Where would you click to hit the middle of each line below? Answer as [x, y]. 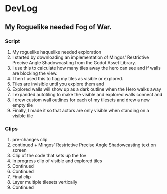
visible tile [23, 116]
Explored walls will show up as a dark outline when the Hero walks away [86, 89]
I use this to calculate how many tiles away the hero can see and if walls [86, 68]
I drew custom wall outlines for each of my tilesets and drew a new [81, 100]
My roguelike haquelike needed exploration [57, 52]
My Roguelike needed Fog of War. [59, 27]
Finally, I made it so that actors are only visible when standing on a [81, 110]
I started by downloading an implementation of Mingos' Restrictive [81, 57]
